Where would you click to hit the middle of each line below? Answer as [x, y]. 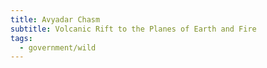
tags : [21, 38]
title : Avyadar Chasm [55, 19]
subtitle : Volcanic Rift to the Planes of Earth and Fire [133, 29]
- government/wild [58, 47]
